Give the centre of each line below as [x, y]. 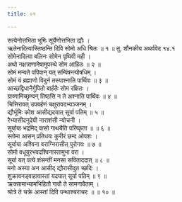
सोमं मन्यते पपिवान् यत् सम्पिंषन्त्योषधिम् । [52, 72]
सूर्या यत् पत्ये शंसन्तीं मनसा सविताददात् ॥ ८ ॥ [58, 159]
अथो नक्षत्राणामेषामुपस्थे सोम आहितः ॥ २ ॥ [54, 64]
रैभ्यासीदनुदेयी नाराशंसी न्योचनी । [44, 120]
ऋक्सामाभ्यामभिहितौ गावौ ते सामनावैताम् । [53, 184]
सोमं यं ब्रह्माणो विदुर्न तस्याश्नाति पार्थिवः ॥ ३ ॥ [57, 80]
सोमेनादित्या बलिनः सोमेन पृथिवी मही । [49, 56]
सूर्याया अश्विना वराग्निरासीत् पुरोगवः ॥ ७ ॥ [54, 144]
